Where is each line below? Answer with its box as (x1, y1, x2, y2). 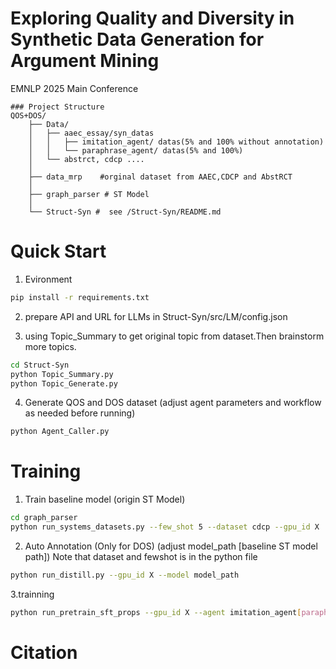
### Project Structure (10, 102, 105, 112)
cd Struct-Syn (10, 360, 70, 370)
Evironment (24, 273, 73, 285)
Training (10, 460, 82, 483)
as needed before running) (24, 407, 136, 419)
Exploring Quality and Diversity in (10, 7, 295, 30)
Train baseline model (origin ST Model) (24, 493, 186, 506)
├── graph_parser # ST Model (28, 189, 150, 199)
